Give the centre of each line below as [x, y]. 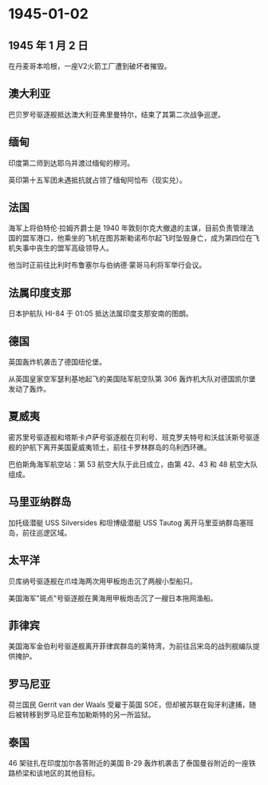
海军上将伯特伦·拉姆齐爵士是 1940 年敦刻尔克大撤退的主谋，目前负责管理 [128, 228]
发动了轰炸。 [29, 389]
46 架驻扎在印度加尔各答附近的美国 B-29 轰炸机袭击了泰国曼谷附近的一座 [128, 763]
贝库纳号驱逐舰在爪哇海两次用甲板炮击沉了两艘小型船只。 [102, 581]
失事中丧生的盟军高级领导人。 [64, 248]
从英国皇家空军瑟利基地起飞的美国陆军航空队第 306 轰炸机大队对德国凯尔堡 [132, 379]
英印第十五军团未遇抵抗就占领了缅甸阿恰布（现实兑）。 [97, 180]
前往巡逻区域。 [47, 532]
